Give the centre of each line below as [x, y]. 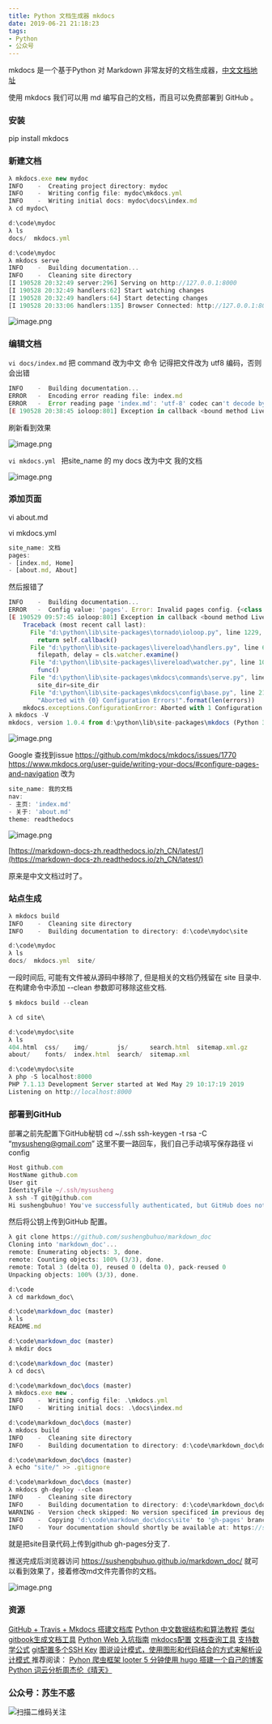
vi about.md [28, 517]
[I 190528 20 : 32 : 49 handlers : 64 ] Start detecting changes [108, 298]
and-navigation [34, 774]
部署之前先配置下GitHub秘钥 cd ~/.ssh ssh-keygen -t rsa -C [108, 1134]
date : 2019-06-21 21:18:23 [54, 24]
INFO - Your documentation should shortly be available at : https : [132, 1527]
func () [49, 670]
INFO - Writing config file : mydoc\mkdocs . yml [96, 194]
